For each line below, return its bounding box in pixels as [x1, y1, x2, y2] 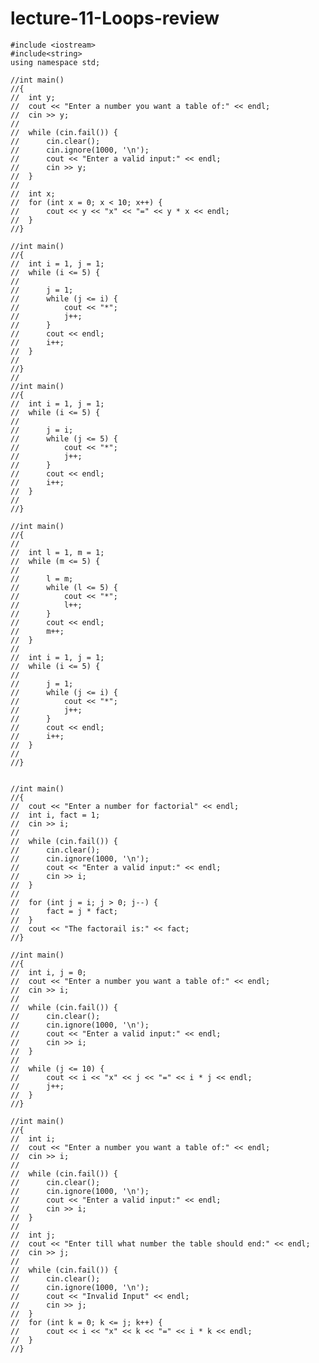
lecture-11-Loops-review [10, 7, 220, 30]
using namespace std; [10, 57, 101, 67]
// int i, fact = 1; [10, 810, 101, 820]
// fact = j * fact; [10, 906, 118, 916]
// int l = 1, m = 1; [10, 547, 105, 557]
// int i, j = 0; [10, 967, 87, 977]
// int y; [10, 92, 56, 102]
